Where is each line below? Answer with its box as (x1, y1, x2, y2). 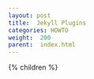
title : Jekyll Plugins (8, 19, 87, 27)
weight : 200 (8, 33, 51, 42)
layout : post (8, 11, 51, 20)
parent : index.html (8, 41, 77, 49)
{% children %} (8, 62, 58, 72)
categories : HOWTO (8, 26, 69, 34)
